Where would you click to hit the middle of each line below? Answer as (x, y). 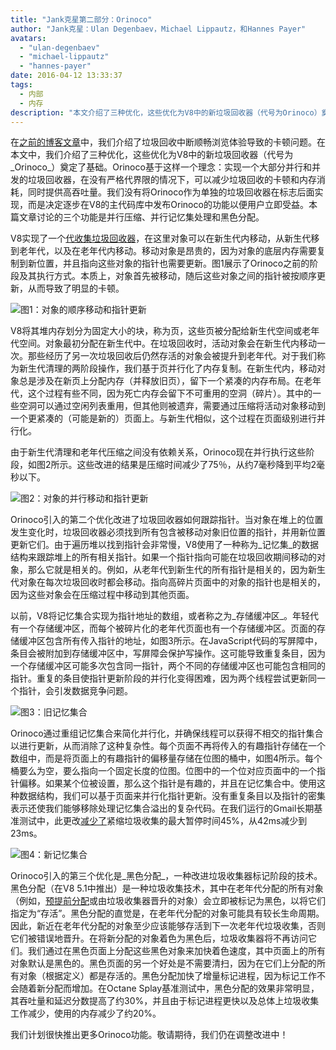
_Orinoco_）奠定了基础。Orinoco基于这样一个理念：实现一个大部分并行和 (161, 167)
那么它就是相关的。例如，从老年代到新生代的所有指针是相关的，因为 (167, 570)
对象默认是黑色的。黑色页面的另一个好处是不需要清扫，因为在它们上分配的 (163, 963)
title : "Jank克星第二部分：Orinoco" (81, 19)
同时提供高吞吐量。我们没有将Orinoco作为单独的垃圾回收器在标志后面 (171, 192)
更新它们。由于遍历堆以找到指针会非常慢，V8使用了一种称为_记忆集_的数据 (165, 545)
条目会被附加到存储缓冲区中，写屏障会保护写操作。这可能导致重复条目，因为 (168, 653)
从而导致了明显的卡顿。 (76, 288)
